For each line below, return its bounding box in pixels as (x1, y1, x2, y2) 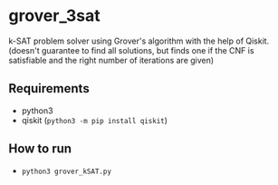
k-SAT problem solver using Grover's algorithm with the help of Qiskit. (8, 35, 270, 46)
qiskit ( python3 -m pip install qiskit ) (21, 114, 168, 125)
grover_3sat (8, 5, 101, 26)
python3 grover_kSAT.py (21, 167, 112, 176)
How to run (8, 141, 72, 157)
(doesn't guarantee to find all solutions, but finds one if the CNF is (8, 44, 254, 55)
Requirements (8, 81, 90, 96)
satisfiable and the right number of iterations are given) (8, 54, 215, 65)
